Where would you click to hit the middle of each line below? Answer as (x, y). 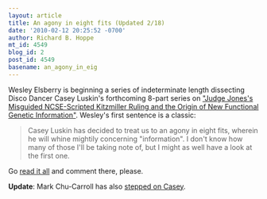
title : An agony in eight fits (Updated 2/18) (87, 23)
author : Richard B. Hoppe (51, 38)
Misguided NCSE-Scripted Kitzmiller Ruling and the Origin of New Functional (133, 106)
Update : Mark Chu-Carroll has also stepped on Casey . (97, 186)
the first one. (48, 155)
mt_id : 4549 (28, 45)
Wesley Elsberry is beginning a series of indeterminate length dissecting (126, 90)
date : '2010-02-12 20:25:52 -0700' (67, 30)
